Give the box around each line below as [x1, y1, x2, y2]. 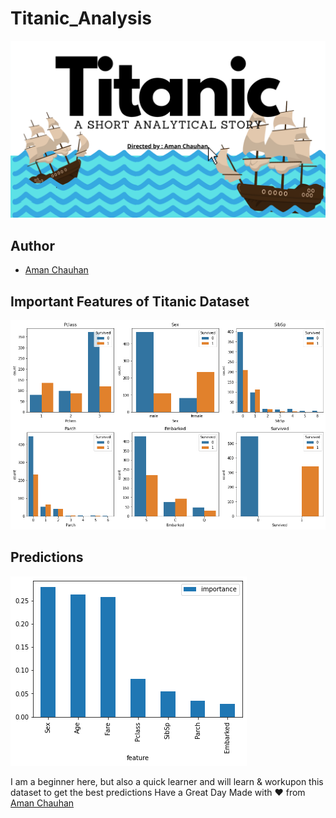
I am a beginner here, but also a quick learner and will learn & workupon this [10, 775, 324, 787]
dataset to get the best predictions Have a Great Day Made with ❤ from [10, 786, 306, 798]
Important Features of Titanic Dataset [10, 293, 250, 310]
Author [10, 237, 55, 254]
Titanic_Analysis [10, 7, 153, 30]
